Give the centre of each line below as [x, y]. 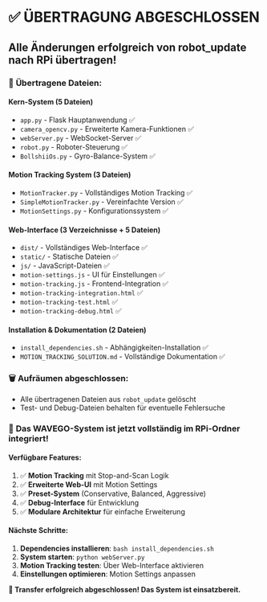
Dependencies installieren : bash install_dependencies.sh [117, 548]
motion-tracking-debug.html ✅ [71, 311]
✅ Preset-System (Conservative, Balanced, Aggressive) [113, 493]
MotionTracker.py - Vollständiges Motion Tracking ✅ [106, 192]
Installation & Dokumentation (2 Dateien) [77, 330]
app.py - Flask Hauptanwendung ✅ [77, 120]
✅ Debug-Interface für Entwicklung [79, 502]
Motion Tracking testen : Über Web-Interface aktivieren [112, 565]
